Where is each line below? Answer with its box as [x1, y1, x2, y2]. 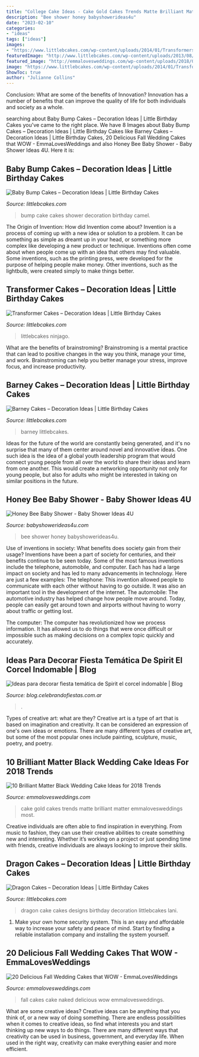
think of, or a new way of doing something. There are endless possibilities [6, 1014, 187, 1021]
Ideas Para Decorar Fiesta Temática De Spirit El [6, 655, 182, 665]
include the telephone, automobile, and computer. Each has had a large [6, 564, 180, 571]
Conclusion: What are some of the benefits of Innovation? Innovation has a [6, 91, 188, 98]
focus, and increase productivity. [6, 363, 87, 370]
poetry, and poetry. [6, 740, 53, 747]
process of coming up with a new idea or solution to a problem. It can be [6, 229, 184, 237]
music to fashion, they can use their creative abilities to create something [6, 829, 185, 836]
